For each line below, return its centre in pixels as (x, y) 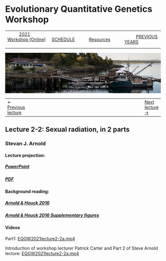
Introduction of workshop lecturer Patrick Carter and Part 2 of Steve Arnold (82, 248)
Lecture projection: (25, 155)
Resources (100, 39)
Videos (13, 227)
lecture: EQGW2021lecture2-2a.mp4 (42, 253)
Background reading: (27, 191)
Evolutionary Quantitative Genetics (79, 9)
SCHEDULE (63, 39)
